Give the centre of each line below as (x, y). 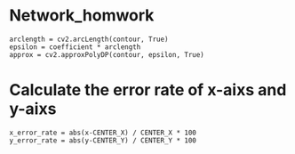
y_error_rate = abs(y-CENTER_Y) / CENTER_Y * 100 (103, 140)
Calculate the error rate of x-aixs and (148, 90)
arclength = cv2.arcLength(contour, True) (89, 39)
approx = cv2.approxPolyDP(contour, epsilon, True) (107, 54)
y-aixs (33, 109)
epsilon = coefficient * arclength (75, 47)
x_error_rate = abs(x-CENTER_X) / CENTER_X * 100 (103, 133)
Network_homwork (82, 16)
